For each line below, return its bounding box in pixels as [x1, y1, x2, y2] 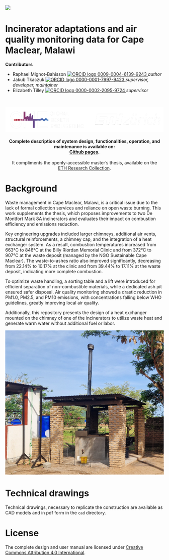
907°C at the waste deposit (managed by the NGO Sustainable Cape [5, 252, 147, 259]
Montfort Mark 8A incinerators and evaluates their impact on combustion [5, 216, 156, 222]
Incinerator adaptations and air [5, 23, 137, 35]
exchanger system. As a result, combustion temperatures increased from [5, 242, 157, 248]
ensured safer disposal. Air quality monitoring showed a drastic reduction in [5, 289, 162, 295]
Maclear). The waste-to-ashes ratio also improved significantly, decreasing [5, 258, 161, 264]
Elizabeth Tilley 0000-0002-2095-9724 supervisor [12, 87, 148, 93]
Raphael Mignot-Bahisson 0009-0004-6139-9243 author [12, 71, 162, 77]
